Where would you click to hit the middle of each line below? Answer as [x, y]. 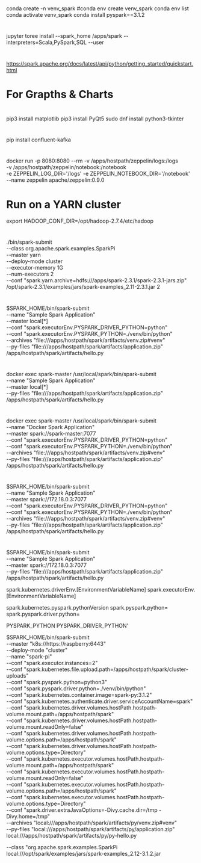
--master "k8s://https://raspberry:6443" [56, 644]
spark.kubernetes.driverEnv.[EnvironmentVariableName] [76, 590]
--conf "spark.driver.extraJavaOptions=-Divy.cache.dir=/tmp [82, 810]
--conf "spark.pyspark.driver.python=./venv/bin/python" [76, 688]
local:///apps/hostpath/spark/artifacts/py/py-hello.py [72, 836]
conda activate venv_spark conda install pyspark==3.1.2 [76, 15]
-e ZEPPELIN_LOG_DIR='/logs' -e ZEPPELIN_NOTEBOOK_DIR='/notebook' [98, 174]
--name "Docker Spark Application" [51, 427]
